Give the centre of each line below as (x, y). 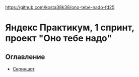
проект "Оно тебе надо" (59, 38)
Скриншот (24, 69)
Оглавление (25, 57)
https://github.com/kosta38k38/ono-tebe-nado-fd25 (60, 7)
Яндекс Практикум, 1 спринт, (70, 28)
